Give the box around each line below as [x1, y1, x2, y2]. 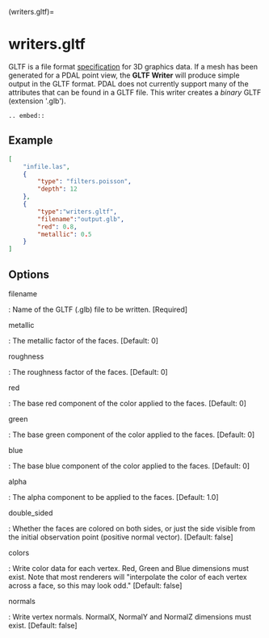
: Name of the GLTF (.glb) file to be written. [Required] [8, 304, 188, 314]
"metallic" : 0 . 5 [37, 230, 92, 238]
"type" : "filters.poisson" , [37, 178, 132, 186]
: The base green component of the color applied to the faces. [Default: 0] [8, 430, 255, 439]
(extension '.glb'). [8, 96, 66, 106]
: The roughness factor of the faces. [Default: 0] [8, 367, 168, 376]
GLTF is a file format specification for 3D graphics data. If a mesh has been [8, 61, 258, 71]
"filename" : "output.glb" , [37, 215, 125, 223]
